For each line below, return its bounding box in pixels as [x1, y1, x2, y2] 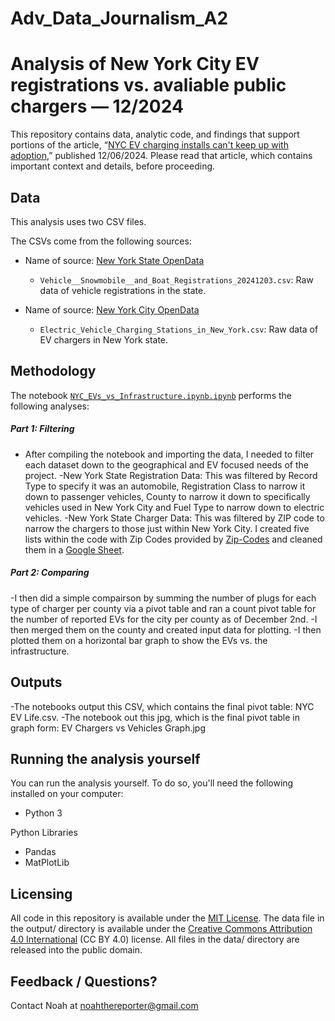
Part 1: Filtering [10, 423, 75, 435]
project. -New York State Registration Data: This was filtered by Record [24, 469, 318, 481]
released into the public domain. [10, 944, 143, 956]
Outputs [10, 674, 63, 691]
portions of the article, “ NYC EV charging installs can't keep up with [10, 139, 289, 151]
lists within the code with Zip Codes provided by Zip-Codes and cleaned [24, 533, 323, 545]
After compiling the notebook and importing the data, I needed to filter [24, 448, 315, 460]
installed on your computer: [10, 788, 124, 800]
